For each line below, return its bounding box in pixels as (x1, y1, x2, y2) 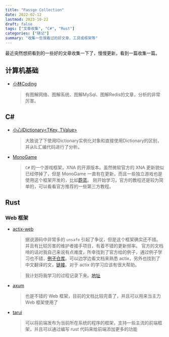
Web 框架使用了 (25, 299, 59, 306)
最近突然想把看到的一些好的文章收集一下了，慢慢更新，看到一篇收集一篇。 (5, 50, 160, 56)
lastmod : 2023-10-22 (5, 17, 49, 22)
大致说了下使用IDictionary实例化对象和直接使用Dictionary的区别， (25, 137, 162, 143)
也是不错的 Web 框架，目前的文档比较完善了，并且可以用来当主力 (25, 293, 161, 299)
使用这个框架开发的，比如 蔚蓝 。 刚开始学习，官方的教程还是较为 (25, 177, 159, 183)
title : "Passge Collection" (5, 7, 65, 13)
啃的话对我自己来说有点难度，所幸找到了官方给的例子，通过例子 (25, 249, 158, 255)
